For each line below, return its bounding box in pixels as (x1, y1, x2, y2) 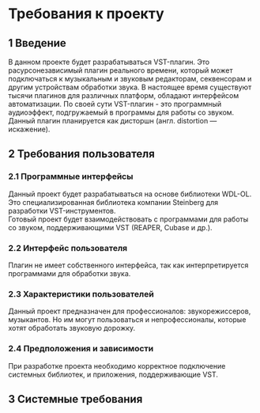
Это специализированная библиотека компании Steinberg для (8, 197, 219, 206)
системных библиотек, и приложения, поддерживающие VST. (8, 369, 219, 379)
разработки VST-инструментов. (8, 206, 116, 215)
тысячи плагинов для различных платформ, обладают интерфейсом (8, 91, 239, 100)
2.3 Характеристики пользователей (8, 288, 154, 299)
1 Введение (8, 36, 67, 50)
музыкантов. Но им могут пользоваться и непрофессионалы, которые (8, 315, 247, 324)
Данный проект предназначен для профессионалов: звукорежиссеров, (8, 306, 251, 316)
